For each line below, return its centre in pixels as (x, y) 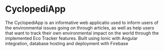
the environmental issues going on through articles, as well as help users (80, 27)
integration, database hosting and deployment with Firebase (67, 43)
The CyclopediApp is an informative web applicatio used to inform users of (82, 23)
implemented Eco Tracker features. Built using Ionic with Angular (72, 38)
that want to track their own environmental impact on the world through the (82, 33)
